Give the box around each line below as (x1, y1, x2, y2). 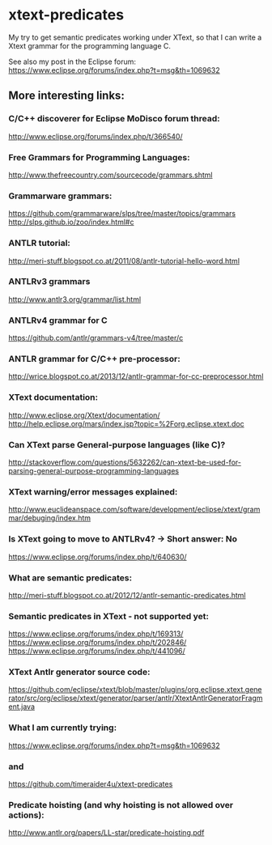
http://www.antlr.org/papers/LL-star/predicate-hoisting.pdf (8, 828, 205, 838)
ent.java (8, 702, 35, 711)
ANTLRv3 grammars (8, 276, 91, 287)
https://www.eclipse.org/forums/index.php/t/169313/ (8, 629, 184, 639)
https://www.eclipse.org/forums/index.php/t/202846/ (8, 638, 187, 648)
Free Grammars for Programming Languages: (8, 151, 190, 163)
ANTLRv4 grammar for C (8, 314, 108, 325)
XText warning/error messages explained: (8, 486, 178, 497)
